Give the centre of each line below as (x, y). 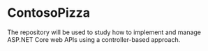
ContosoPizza (49, 13)
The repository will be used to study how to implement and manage (104, 32)
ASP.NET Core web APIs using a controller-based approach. (94, 39)
